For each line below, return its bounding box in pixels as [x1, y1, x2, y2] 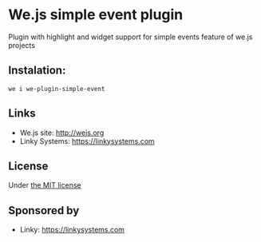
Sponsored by [8, 204, 80, 217]
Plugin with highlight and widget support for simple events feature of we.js [8, 32, 253, 42]
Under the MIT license [8, 181, 81, 190]
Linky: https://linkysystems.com [19, 225, 125, 235]
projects [8, 40, 36, 50]
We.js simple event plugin [8, 6, 184, 24]
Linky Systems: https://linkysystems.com [19, 136, 156, 145]
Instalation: [8, 64, 66, 77]
